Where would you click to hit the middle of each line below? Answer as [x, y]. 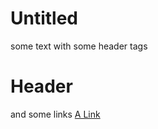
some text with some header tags [79, 46]
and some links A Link [55, 114]
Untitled [44, 18]
